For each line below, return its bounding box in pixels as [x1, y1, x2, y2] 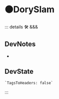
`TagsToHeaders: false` [4, 80, 54, 85]
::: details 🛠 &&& [4, 24, 38, 30]
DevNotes [4, 40, 36, 48]
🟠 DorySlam [4, 4, 55, 15]
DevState [4, 67, 34, 76]
